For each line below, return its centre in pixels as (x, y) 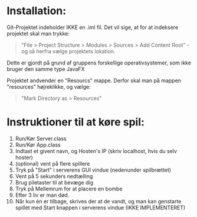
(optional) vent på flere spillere (52, 163)
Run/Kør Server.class (41, 138)
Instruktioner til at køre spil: (76, 122)
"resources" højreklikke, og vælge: (49, 86)
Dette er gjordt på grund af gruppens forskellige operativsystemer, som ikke (99, 63)
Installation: (37, 11)
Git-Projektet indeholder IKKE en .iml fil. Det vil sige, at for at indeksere (93, 27)
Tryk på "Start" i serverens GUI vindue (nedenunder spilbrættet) (93, 170)
